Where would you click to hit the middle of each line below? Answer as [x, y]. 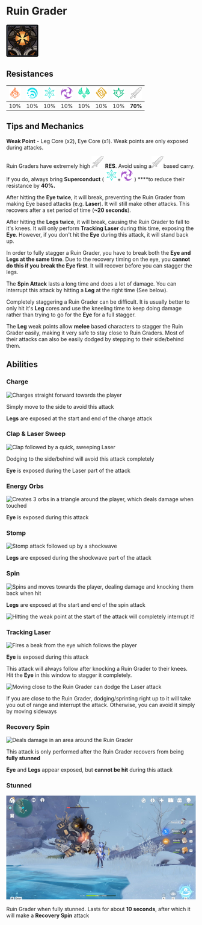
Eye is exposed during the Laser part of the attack [68, 470]
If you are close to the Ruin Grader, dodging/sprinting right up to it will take [99, 698]
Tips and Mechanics [45, 126]
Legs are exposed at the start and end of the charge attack [79, 418]
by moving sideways [32, 711]
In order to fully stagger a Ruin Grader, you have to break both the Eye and [99, 252]
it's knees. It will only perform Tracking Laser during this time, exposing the [100, 228]
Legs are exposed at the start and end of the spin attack [76, 604]
